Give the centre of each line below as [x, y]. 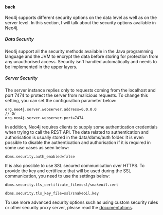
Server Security [21, 78]
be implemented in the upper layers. [41, 67]
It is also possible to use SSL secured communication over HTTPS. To [75, 166]
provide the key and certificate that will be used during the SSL [68, 171]
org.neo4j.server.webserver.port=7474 [44, 118]
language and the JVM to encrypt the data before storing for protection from [82, 56]
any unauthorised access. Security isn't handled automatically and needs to [81, 62]
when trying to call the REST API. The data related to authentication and [77, 132]
